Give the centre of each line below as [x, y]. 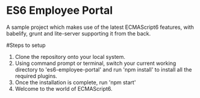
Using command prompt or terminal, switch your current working [95, 63]
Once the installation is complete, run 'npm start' [75, 82]
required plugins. [36, 76]
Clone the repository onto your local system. [70, 57]
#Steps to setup [26, 45]
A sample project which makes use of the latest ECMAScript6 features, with [100, 27]
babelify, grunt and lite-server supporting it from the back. [79, 33]
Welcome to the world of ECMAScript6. [64, 88]
